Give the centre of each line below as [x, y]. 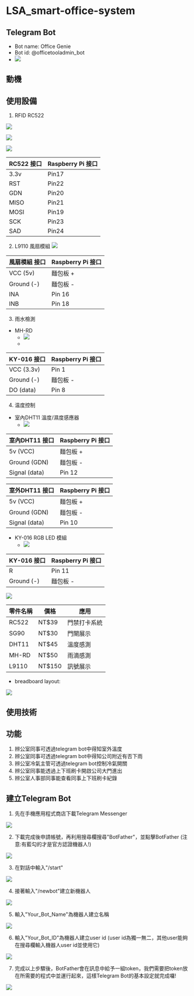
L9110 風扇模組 [32, 246]
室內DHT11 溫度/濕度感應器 [47, 418]
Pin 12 [69, 473]
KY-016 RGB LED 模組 [41, 538]
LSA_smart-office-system [71, 11]
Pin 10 [69, 523]
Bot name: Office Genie [43, 46]
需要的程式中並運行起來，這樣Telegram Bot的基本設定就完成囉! [101, 976]
